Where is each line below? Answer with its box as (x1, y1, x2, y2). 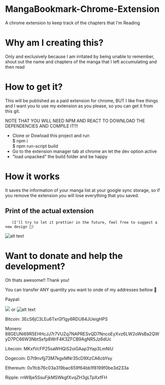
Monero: (5, 325, 22, 332)
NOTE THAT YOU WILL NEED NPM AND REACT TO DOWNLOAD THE (5, 118, 145, 124)
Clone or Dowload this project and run (12, 132, 90, 138)
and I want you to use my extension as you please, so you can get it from (5, 103, 154, 109)
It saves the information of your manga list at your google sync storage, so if (5, 187, 160, 193)
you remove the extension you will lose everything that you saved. (5, 192, 139, 198)
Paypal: (5, 296, 21, 302)
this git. (5, 108, 21, 114)
